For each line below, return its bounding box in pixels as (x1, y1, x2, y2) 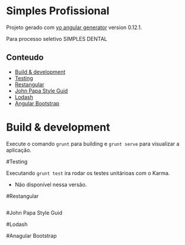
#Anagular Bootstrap (6, 232, 58, 239)
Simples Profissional (6, 4, 110, 18)
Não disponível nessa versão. (14, 181, 87, 188)
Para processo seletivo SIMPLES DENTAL (6, 35, 108, 42)
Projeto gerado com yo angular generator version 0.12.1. (6, 24, 142, 31)
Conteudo (6, 52, 44, 63)
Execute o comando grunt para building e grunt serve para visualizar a (6, 140, 180, 147)
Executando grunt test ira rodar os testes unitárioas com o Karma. (6, 169, 170, 176)
